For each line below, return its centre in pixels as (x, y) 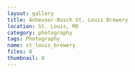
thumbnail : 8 (26, 58)
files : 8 (20, 52)
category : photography (40, 33)
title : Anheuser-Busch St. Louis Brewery (68, 20)
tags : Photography (34, 39)
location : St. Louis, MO (43, 26)
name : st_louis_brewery (42, 45)
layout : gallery (30, 13)
